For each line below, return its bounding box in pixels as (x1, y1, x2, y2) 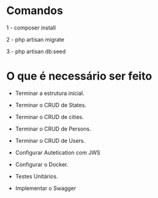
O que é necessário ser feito (6, 69, 152, 83)
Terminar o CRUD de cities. (15, 113, 85, 120)
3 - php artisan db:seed (6, 47, 66, 55)
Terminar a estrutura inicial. (15, 89, 85, 97)
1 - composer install (6, 24, 56, 31)
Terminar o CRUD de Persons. (15, 125, 91, 132)
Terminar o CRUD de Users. (15, 137, 86, 144)
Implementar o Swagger (15, 185, 77, 192)
